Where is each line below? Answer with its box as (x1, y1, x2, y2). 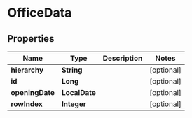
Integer (61, 99, 86, 109)
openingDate (11, 88, 55, 97)
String (61, 65, 83, 75)
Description (102, 54, 143, 63)
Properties (7, 33, 55, 45)
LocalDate (61, 88, 97, 97)
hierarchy (11, 65, 44, 75)
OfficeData (7, 5, 72, 21)
